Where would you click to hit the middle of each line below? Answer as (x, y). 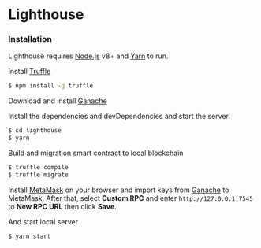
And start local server (43, 221)
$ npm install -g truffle (50, 86)
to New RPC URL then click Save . (62, 206)
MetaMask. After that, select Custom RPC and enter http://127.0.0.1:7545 (131, 198)
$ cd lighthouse (35, 131)
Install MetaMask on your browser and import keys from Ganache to (119, 190)
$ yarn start (30, 236)
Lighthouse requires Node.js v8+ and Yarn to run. (88, 56)
